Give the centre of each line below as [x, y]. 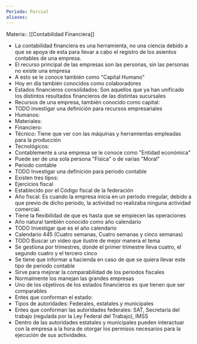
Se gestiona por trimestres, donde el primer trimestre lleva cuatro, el [98, 247]
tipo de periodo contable [45, 266]
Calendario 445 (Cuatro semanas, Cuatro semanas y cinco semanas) [99, 234]
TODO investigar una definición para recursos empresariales [88, 108]
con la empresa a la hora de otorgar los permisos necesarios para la [98, 329]
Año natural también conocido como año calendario [78, 221]
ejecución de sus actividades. [51, 335]
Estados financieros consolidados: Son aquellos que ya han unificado [99, 89]
